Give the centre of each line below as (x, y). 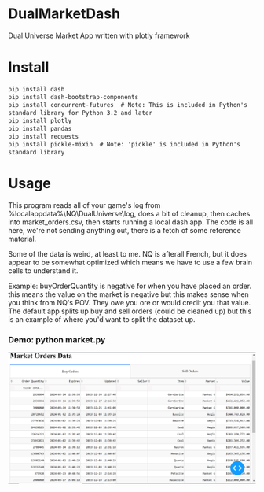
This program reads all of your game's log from (84, 205)
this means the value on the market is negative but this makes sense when (128, 294)
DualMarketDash (64, 14)
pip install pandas (40, 128)
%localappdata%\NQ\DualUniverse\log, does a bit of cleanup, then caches (129, 213)
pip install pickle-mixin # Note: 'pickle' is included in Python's (125, 144)
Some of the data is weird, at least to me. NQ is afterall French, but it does (128, 253)
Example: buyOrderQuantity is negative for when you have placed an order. (130, 286)
